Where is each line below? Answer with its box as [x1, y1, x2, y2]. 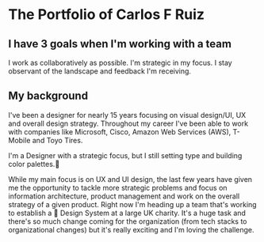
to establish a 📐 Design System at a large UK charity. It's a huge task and [8, 208, 246, 217]
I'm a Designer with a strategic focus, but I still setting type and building [8, 150, 243, 160]
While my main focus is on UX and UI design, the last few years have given [8, 174, 252, 183]
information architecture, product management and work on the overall [8, 191, 240, 201]
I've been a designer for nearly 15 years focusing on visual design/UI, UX [8, 110, 247, 119]
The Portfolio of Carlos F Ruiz [8, 6, 205, 24]
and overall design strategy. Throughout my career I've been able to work [8, 119, 248, 128]
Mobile [8, 135, 31, 145]
